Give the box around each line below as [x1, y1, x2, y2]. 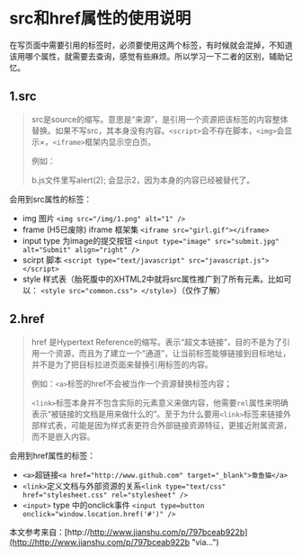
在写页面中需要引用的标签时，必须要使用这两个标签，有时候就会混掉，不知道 [9, 40, 293, 50]
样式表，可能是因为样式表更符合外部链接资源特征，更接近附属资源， [39, 419, 292, 430]
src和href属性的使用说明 [9, 8, 191, 29]
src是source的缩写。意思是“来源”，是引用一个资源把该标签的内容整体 [31, 113, 289, 124]
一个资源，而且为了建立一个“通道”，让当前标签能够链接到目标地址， [39, 347, 291, 358]
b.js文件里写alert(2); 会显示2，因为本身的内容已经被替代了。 [31, 175, 255, 185]
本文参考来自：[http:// [9, 526, 91, 537]
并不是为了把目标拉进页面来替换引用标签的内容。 [31, 359, 213, 370]
